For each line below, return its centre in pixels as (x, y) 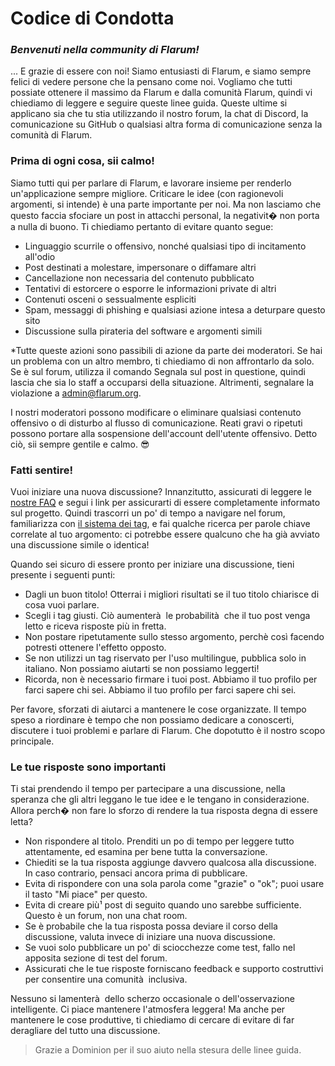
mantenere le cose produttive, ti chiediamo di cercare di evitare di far (152, 1020)
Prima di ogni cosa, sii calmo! (82, 161)
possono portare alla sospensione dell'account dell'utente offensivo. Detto (164, 433)
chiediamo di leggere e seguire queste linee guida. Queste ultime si (149, 103)
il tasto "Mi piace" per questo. (86, 894)
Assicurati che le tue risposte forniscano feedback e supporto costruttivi (174, 969)
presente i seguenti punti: (63, 575)
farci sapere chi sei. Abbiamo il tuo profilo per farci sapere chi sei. (160, 690)
